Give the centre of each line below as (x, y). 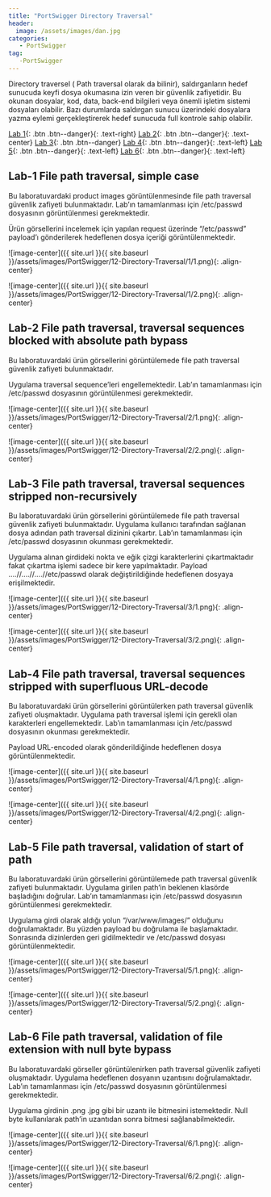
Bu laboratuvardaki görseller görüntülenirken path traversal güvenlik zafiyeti (134, 1069)
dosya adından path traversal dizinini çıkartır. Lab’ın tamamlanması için (125, 533)
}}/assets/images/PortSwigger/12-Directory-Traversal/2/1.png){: (114, 417)
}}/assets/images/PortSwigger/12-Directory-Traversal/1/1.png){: (114, 261)
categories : (28, 38)
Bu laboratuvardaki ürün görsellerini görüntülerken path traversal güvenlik (131, 706)
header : (21, 23)
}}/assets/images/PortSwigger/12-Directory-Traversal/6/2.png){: (115, 1176)
